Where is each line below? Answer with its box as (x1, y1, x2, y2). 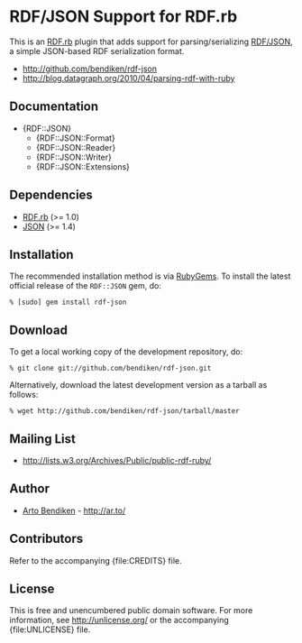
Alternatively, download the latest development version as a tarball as (9, 380, 268, 390)
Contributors (9, 531, 84, 547)
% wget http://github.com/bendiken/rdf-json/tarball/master (9, 407, 241, 416)
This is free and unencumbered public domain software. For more (9, 605, 253, 616)
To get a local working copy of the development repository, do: (9, 346, 243, 357)
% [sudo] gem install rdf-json (9, 298, 127, 308)
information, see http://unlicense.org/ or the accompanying (9, 615, 230, 626)
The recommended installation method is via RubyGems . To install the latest (9, 271, 291, 281)
